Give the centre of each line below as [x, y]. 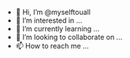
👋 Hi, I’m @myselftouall [53, 12]
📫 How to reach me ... [52, 46]
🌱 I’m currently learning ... [58, 29]
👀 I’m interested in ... [49, 20]
